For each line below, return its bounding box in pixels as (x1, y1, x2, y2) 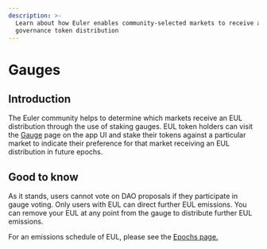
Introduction (8, 92, 72, 106)
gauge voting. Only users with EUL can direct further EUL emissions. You (8, 200, 248, 209)
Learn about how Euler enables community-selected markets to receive (15, 19, 254, 27)
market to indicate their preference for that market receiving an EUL (8, 138, 230, 148)
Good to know (8, 170, 79, 184)
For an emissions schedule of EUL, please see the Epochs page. (8, 232, 219, 242)
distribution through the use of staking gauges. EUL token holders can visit (8, 122, 253, 131)
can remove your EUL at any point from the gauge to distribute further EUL (8, 208, 253, 218)
